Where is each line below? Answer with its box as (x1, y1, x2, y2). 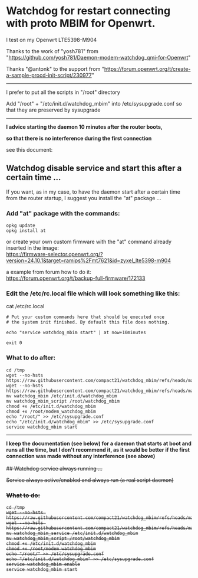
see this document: (6, 146, 53, 153)
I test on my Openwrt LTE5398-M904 (6, 36, 97, 43)
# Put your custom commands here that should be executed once (6, 314, 165, 320)
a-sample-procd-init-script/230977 (6, 71, 93, 79)
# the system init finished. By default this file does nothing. (6, 319, 170, 325)
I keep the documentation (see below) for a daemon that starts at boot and (6, 440, 192, 447)
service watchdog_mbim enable (6, 561, 81, 567)
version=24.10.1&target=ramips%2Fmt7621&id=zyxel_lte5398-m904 (6, 257, 171, 264)
